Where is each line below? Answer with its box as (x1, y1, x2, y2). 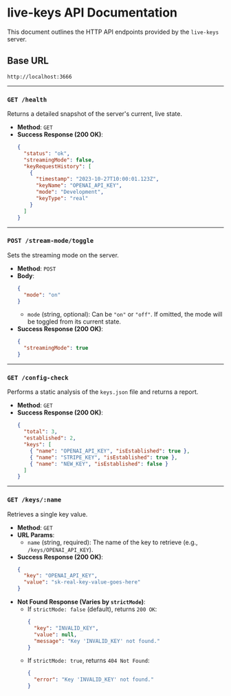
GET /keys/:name (7, 496, 62, 504)
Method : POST (16, 264, 56, 272)
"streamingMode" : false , (23, 157, 95, 163)
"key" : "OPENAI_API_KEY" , (23, 573, 98, 579)
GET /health (7, 95, 47, 103)
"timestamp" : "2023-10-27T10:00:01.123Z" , (35, 176, 159, 183)
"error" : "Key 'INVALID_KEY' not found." (33, 676, 155, 684)
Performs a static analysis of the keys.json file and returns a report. (7, 388, 199, 396)
